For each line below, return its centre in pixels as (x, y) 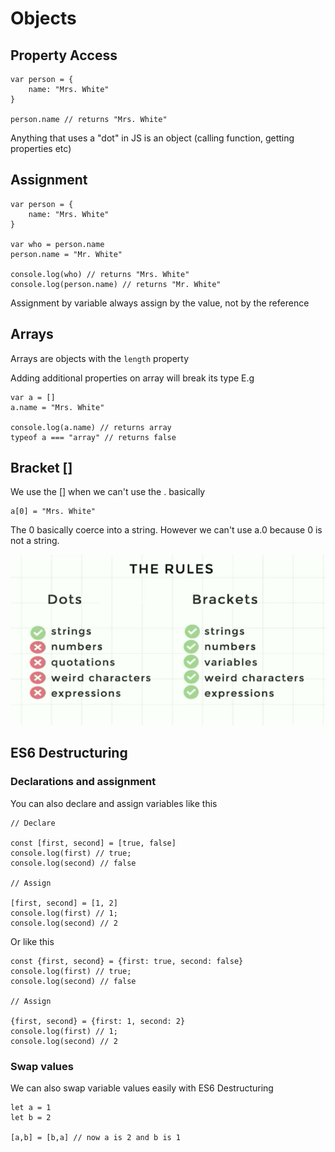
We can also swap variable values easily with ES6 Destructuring (142, 1088)
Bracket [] (41, 468)
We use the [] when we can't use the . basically (108, 492)
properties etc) (41, 148)
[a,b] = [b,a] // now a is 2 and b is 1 (96, 1138)
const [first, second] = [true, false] (93, 843)
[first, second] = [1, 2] (64, 903)
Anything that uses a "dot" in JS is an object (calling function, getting (152, 138)
